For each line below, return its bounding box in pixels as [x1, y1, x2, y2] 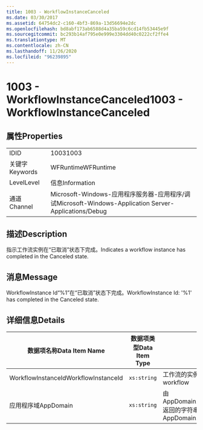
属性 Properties [6, 131, 63, 142]
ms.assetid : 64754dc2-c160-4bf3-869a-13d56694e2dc [6, 20, 137, 26]
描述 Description [6, 229, 68, 239]
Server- [151, 199, 175, 207]
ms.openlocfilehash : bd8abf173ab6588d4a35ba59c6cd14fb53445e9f [6, 25, 169, 32]
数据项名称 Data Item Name [27, 347, 105, 355]
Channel [9, 202, 33, 210]
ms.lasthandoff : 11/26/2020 [6, 48, 77, 54]
